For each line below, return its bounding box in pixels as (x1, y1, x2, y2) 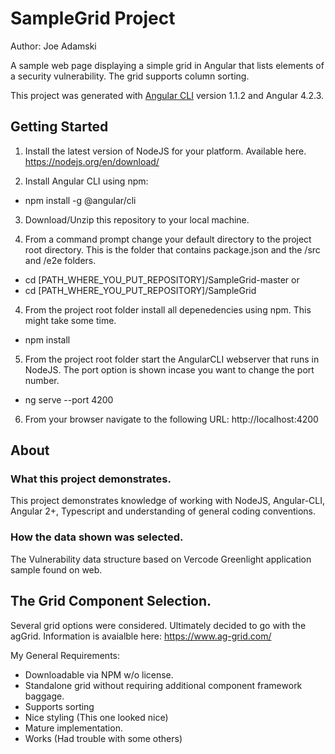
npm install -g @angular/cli (24, 194, 137, 206)
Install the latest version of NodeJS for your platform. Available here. (24, 145, 307, 157)
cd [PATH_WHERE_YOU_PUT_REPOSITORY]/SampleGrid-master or (24, 273, 300, 286)
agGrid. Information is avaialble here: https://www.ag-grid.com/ (10, 630, 272, 642)
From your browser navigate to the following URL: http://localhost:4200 (24, 413, 319, 425)
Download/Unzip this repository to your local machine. (24, 213, 250, 226)
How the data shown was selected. (10, 530, 184, 544)
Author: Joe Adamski (10, 40, 97, 52)
